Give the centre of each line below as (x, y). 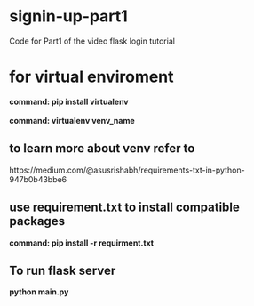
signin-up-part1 (69, 16)
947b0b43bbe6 (38, 179)
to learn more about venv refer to (102, 149)
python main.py (39, 292)
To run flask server (63, 270)
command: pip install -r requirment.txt (81, 243)
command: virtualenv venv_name (72, 120)
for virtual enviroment (92, 77)
